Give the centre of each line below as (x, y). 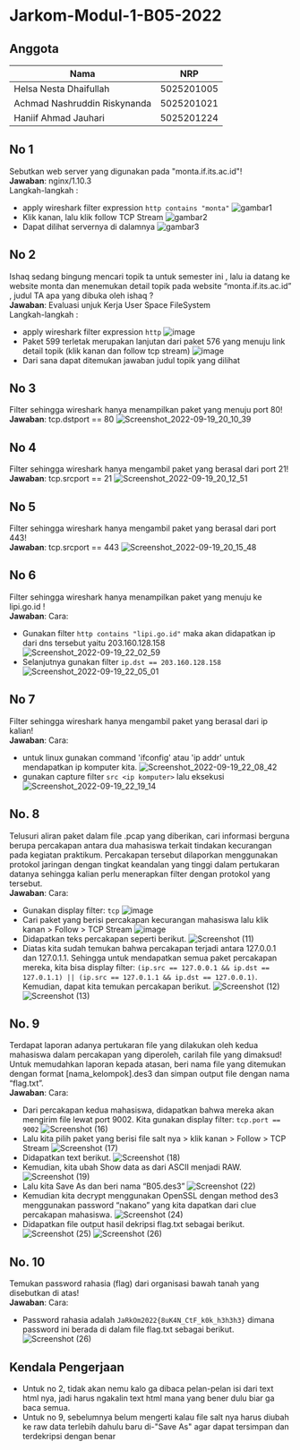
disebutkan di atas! (44, 1293)
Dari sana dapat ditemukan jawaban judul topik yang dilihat (131, 360)
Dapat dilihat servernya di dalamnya (88, 226)
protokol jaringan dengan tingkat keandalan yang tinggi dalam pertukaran (145, 864)
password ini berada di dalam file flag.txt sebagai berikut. (128, 1329)
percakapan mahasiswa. (67, 1215)
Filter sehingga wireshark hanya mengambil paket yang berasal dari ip (139, 721)
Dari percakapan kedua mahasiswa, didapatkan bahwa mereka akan (148, 1110)
